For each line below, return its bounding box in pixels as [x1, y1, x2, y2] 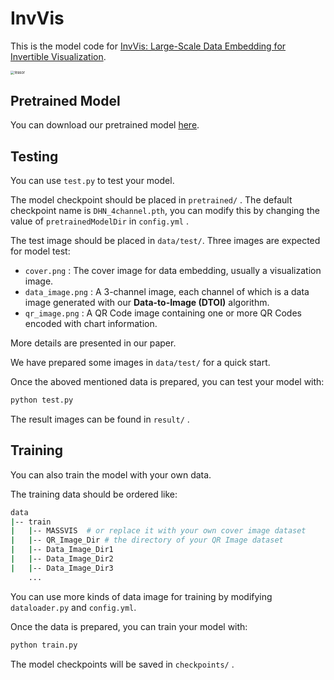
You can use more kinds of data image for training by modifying [10, 590, 273, 602]
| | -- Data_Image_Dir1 [10, 545, 114, 555]
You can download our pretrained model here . [10, 119, 200, 131]
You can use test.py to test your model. [10, 174, 175, 186]
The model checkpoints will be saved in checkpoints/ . [10, 658, 235, 670]
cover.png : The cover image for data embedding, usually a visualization [24, 264, 322, 276]
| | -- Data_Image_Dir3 [10, 563, 114, 573]
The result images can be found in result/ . [10, 413, 190, 425]
